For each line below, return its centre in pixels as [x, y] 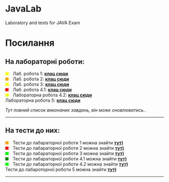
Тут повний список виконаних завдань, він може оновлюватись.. [76, 110]
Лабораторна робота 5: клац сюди [43, 100]
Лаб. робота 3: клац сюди [41, 84]
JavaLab [23, 9]
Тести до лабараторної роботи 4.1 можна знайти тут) [70, 158]
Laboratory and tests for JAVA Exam [43, 23]
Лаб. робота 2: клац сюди [41, 79]
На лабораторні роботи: [45, 62]
